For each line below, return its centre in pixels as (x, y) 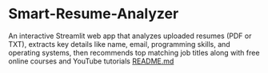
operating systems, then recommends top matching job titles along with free (134, 52)
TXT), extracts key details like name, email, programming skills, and (119, 44)
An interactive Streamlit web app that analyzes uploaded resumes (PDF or (130, 36)
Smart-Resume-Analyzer (94, 14)
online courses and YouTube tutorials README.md (91, 61)
